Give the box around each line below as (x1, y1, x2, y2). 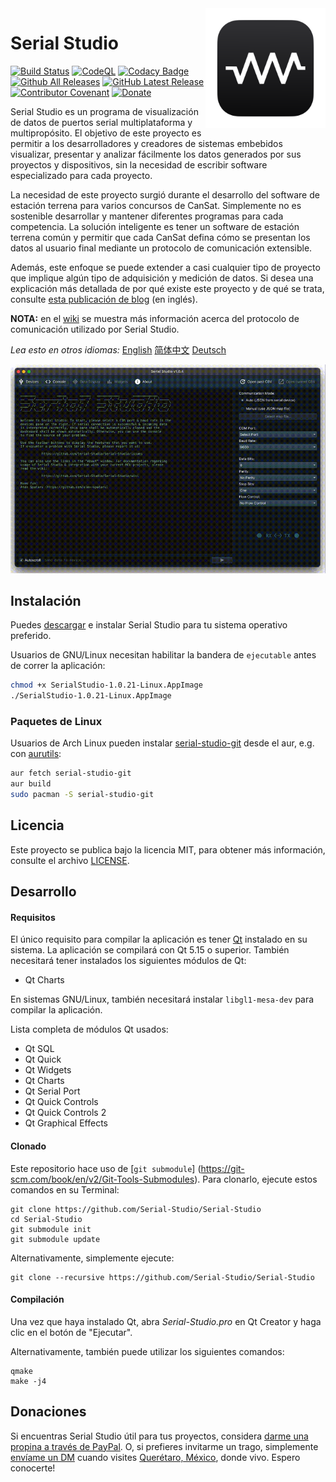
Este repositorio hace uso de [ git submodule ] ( (10, 1162, 202, 1174)
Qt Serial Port (24, 1085, 81, 1097)
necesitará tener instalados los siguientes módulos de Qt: (10, 955, 247, 967)
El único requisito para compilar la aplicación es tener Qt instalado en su (10, 933, 308, 946)
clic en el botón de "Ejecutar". (10, 1326, 133, 1338)
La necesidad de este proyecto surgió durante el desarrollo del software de (10, 188, 320, 201)
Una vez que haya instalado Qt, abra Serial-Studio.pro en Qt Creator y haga (10, 1315, 322, 1327)
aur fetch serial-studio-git (10, 768, 132, 779)
